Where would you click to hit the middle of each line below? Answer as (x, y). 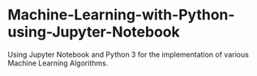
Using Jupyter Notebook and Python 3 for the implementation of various (128, 54)
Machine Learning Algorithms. (58, 63)
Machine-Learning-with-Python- (122, 15)
